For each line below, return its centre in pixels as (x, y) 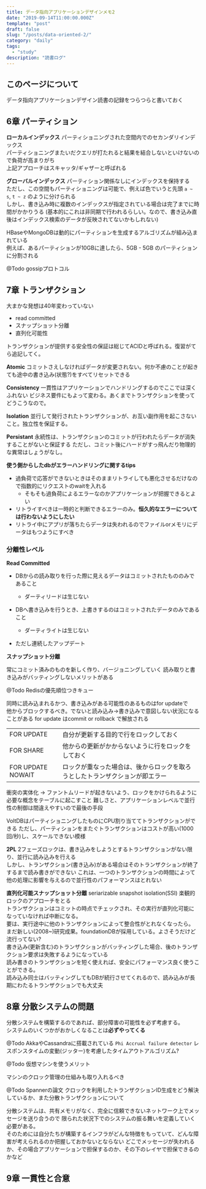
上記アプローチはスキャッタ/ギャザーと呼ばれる (67, 168)
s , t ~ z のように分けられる (41, 197)
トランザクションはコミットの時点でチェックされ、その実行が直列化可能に (101, 908)
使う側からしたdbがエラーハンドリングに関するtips (71, 465)
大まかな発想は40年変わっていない (50, 306)
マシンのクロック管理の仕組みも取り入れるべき (65, 1077)
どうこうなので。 (28, 403)
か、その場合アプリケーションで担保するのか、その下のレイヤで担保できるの (103, 1149)
